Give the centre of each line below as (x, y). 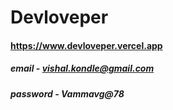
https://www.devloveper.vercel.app (86, 45)
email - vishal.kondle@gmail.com (82, 68)
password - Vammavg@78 (67, 93)
